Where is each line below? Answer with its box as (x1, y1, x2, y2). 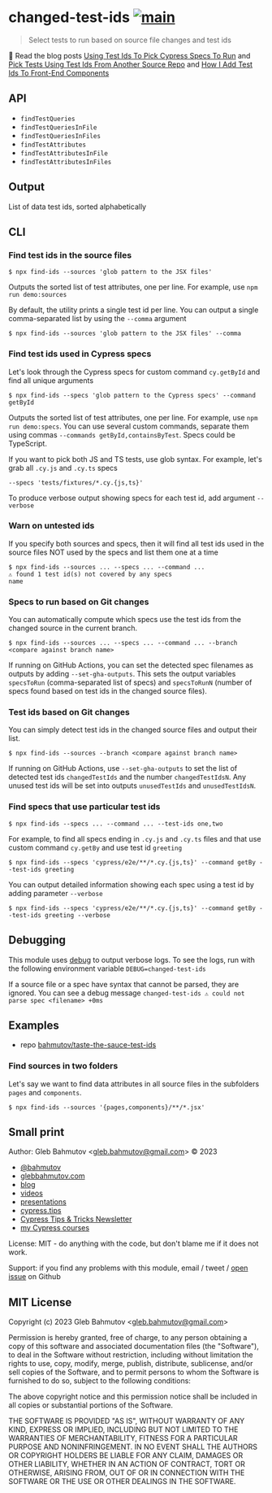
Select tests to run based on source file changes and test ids (28, 35, 231, 45)
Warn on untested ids (8, 520, 95, 532)
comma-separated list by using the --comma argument (8, 314, 187, 324)
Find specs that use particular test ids (8, 801, 161, 812)
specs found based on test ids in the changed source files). (8, 686, 207, 696)
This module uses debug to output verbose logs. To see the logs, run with (8, 955, 256, 964)
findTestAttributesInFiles (19, 158, 112, 166)
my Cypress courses (19, 1223, 90, 1233)
